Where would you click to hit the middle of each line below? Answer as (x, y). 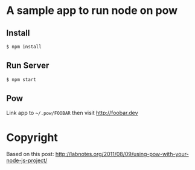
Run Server (28, 66)
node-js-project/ (27, 160)
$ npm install (24, 47)
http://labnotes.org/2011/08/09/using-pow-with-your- (122, 154)
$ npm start (21, 79)
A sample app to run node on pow (92, 11)
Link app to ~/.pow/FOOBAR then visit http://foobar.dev (72, 113)
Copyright (32, 137)
